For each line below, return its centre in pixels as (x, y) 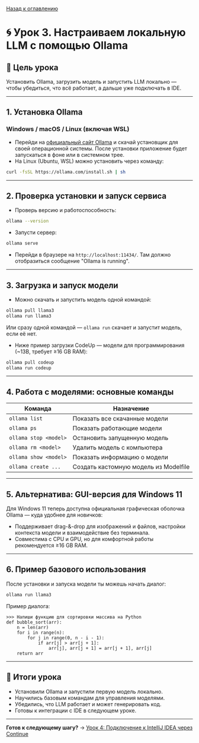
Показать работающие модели (117, 428)
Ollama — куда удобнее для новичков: (54, 515)
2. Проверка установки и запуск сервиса (86, 196)
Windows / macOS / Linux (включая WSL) (68, 129)
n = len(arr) (33, 627)
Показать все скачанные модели (121, 419)
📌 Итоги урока (34, 677)
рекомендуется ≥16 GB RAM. (51, 545)
